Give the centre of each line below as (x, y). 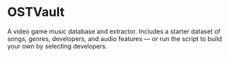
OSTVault (36, 12)
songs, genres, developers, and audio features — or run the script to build (114, 38)
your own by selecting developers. (57, 46)
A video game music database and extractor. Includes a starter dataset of (114, 31)
